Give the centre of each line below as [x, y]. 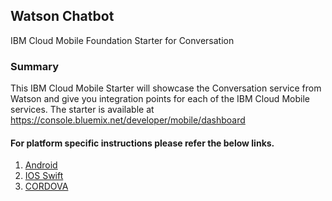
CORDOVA [46, 186]
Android [41, 165]
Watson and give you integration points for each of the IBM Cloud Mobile [160, 99]
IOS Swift [44, 176]
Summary [35, 66]
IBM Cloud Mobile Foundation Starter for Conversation [122, 40]
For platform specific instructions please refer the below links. [142, 143]
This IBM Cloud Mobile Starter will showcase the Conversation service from [166, 88]
